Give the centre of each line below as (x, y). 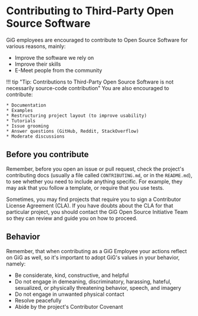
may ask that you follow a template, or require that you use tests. (85, 187)
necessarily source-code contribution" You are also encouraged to (88, 88)
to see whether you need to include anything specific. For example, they (94, 181)
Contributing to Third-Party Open (90, 11)
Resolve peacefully (38, 300)
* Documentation (26, 105)
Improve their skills (38, 64)
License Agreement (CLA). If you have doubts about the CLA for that (90, 205)
